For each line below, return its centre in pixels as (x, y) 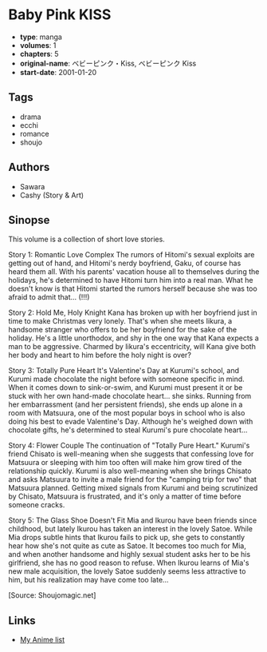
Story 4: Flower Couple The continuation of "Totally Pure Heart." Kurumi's (129, 446)
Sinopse (29, 220)
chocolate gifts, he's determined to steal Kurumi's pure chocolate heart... (128, 430)
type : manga (41, 37)
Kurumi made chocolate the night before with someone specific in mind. (126, 379)
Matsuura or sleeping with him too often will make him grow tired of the (125, 463)
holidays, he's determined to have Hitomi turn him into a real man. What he (131, 280)
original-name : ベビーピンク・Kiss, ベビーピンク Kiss (108, 63)
